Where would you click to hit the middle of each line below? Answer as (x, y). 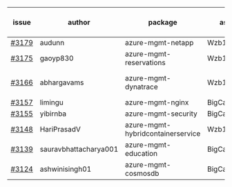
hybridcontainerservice (163, 133)
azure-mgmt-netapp (159, 43)
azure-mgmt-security (162, 114)
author (79, 22)
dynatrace (142, 87)
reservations (145, 63)
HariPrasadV (60, 129)
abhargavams (62, 82)
